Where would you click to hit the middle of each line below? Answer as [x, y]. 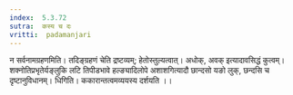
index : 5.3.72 [38, 18]
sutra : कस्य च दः [40, 26]
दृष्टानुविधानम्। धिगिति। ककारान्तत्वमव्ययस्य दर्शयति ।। [91, 81]
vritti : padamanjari [51, 34]
